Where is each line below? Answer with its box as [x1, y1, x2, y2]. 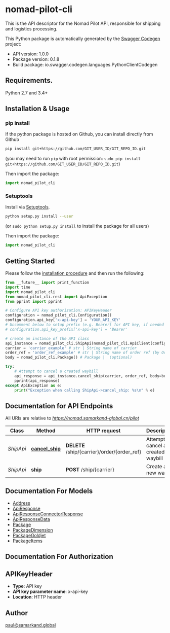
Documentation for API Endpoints [5, 402, 113, 410]
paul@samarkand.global [5, 622, 56, 628]
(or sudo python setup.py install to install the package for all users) [5, 223, 149, 229]
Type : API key [12, 583, 42, 589]
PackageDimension [12, 527, 53, 533]
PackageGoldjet [12, 533, 46, 539]
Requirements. [5, 76, 53, 85]
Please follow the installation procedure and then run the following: [5, 270, 145, 276]
